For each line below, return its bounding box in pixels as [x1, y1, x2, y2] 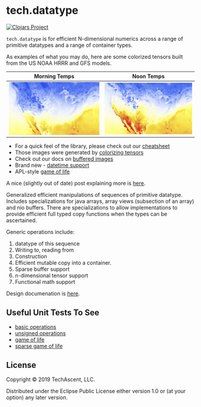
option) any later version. [6, 394, 68, 401]
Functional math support [14, 279, 76, 286]
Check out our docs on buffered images [14, 155, 114, 163]
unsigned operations [14, 330, 66, 337]
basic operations [14, 324, 57, 331]
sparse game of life [14, 343, 63, 350]
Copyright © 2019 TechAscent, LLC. [6, 376, 96, 383]
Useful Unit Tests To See [6, 307, 100, 318]
